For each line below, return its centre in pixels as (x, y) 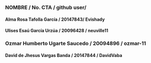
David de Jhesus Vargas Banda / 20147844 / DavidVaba (64, 55)
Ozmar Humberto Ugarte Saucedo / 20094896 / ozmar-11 (75, 44)
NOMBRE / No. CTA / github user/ (46, 7)
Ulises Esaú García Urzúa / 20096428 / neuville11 (57, 31)
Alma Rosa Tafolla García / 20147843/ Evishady (55, 19)
